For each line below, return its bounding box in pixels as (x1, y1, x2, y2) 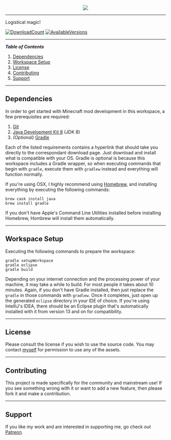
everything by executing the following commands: (5, 186, 110, 193)
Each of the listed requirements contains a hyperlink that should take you (5, 144, 158, 150)
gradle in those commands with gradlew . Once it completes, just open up (5, 292, 158, 298)
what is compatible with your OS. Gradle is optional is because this (5, 155, 145, 161)
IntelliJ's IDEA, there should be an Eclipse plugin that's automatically (5, 303, 149, 309)
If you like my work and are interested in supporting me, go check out (5, 424, 151, 430)
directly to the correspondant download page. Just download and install (5, 149, 156, 155)
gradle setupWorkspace (5, 258, 53, 263)
